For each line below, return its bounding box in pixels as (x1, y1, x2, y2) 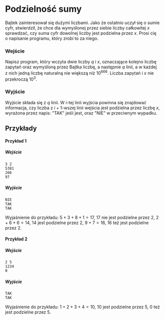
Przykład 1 (5, 138, 27, 144)
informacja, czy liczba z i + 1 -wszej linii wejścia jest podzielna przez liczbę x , (5, 105, 160, 111)
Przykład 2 (5, 236, 28, 242)
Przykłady (5, 124, 37, 133)
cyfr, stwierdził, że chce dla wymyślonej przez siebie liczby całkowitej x (5, 25, 150, 30)
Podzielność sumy (5, 3, 82, 15)
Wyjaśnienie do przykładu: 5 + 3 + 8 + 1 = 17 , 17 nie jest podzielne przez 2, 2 (5, 214, 159, 220)
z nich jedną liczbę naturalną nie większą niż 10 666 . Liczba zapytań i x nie (5, 69, 154, 76)
